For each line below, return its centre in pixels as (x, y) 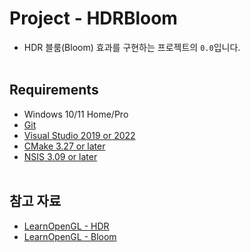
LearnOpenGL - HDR (66, 226)
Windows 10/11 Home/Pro (76, 114)
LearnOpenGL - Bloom (70, 236)
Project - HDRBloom (93, 18)
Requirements (54, 90)
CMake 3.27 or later (64, 146)
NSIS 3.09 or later (60, 156)
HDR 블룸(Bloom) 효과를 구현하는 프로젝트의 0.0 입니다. (132, 47)
